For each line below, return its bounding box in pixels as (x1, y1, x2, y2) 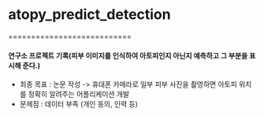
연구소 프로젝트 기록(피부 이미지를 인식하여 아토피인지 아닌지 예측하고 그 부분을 (8, 51, 248, 60)
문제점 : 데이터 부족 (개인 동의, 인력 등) (19, 99, 138, 109)
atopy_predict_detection (8, 6, 171, 24)
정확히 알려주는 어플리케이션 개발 (28, 89, 130, 99)
